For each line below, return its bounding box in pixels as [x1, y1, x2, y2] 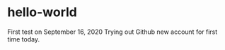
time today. [7, 35, 40, 43]
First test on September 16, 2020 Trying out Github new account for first [7, 27, 218, 36]
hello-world [7, 4, 78, 20]
